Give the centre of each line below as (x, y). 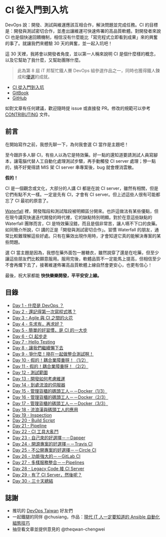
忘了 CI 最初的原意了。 (28, 200)
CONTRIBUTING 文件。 (29, 114)
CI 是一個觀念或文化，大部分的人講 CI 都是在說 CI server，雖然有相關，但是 (82, 188)
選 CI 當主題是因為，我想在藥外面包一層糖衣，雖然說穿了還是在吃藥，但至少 (82, 252)
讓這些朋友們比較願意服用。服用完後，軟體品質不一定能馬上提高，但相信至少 (83, 259)
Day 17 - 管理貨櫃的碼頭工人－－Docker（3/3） (60, 403)
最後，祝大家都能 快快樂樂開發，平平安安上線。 (53, 275)
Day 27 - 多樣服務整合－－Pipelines (48, 462)
